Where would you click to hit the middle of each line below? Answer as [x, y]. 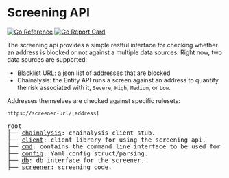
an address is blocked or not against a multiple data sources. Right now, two [115, 52]
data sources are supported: [47, 59]
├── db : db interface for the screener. [76, 160]
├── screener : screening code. [60, 167]
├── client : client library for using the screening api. [107, 140]
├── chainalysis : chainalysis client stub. [81, 133]
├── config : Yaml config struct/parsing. [78, 153]
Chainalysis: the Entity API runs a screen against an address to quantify [118, 80]
